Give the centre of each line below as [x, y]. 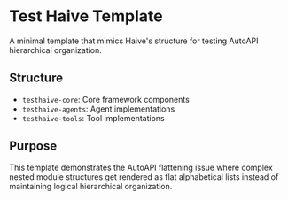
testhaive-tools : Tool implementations [93, 118]
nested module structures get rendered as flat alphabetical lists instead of [144, 177]
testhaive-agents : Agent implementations [98, 109]
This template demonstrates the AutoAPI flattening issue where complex [141, 167]
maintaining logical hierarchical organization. [91, 186]
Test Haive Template [86, 16]
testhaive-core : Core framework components [106, 99]
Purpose [33, 146]
